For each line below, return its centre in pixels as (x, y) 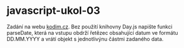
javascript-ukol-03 (53, 11)
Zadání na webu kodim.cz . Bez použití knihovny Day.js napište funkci (90, 27)
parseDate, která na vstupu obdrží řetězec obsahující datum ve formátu (93, 32)
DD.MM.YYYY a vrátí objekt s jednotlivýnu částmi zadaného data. (85, 39)
